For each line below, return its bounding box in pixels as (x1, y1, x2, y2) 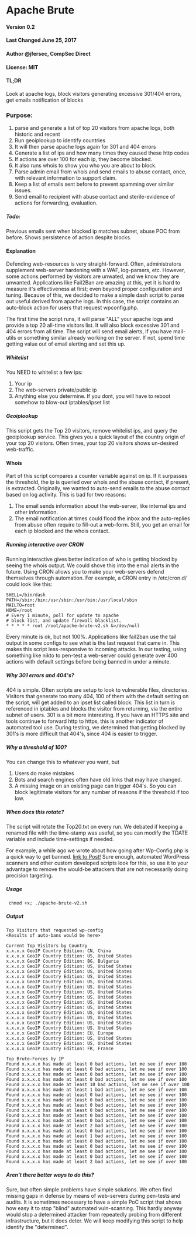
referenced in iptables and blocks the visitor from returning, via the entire (6, 705, 183, 712)
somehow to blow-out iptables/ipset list (14, 399, 110, 406)
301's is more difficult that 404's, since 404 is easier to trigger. (6, 730, 158, 738)
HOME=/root (6, 608, 33, 614)
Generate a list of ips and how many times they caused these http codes (14, 149, 189, 156)
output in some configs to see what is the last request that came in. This (6, 639, 180, 647)
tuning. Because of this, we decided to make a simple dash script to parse (6, 292, 184, 299)
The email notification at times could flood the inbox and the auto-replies (14, 515, 190, 522)
